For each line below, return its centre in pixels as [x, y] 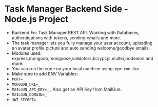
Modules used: [27, 53]
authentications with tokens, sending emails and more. [66, 38]
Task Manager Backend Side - [67, 9]
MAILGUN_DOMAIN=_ [29, 95]
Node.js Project [37, 19]
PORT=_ [18, 79]
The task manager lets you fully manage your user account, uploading [82, 43]
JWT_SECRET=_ [25, 100]
